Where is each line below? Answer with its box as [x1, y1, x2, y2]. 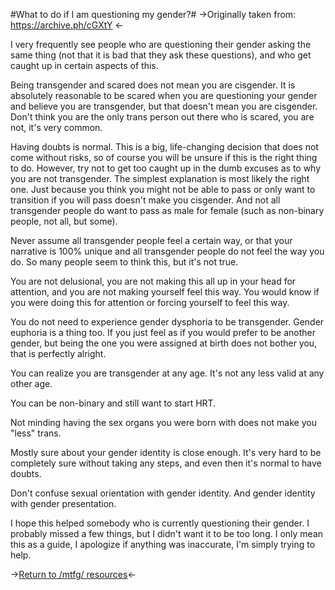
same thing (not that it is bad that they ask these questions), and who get [10, 49, 312, 61]
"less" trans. [10, 427, 62, 439]
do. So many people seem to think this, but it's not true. [10, 256, 239, 268]
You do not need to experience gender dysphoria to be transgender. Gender [10, 316, 325, 328]
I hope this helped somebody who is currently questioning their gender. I [10, 517, 310, 529]
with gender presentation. [10, 498, 117, 509]
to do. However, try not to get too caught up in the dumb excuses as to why [10, 162, 322, 174]
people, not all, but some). [10, 215, 118, 227]
